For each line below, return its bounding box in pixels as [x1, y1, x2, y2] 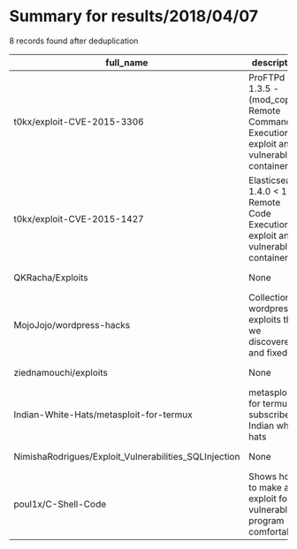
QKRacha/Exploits [13, 271, 88, 284]
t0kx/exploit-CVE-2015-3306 [13, 115, 144, 127]
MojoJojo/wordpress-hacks [13, 318, 131, 331]
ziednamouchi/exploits [13, 366, 108, 378]
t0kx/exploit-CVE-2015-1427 [13, 212, 144, 225]
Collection [248, 291, 292, 303]
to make [248, 481, 283, 493]
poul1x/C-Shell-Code [13, 498, 107, 510]
